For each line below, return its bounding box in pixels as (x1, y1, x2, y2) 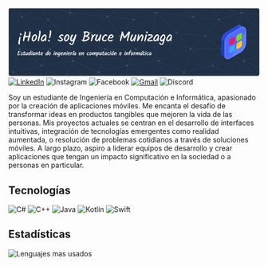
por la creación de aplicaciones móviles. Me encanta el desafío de (8, 101, 226, 111)
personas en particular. (8, 160, 85, 170)
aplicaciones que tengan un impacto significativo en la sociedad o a (8, 152, 231, 162)
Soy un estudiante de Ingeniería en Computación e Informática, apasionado (8, 92, 257, 103)
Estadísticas (8, 228, 72, 241)
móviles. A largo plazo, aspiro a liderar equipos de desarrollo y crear (8, 143, 233, 153)
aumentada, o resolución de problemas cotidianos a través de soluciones (8, 135, 249, 145)
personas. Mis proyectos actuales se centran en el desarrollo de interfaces (8, 118, 254, 127)
